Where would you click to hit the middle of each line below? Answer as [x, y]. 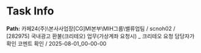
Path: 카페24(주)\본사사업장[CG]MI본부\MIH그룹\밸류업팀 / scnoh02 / [91, 28]
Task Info [30, 11]
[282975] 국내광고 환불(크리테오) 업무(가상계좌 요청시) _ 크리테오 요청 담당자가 [100, 36]
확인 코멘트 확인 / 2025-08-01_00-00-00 [57, 43]
